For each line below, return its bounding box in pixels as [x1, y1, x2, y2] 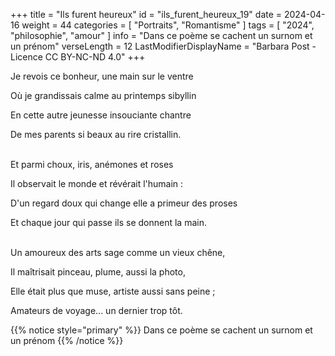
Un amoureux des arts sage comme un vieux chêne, [10, 247, 226, 258]
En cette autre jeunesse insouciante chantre [10, 109, 192, 121]
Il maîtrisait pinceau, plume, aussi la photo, [10, 266, 186, 278]
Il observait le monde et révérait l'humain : [10, 178, 184, 189]
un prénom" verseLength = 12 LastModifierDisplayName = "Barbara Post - [10, 40, 317, 52]
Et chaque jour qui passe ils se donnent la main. [10, 217, 207, 228]
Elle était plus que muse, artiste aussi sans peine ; [10, 285, 216, 297]
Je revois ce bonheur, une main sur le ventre [10, 70, 194, 82]
